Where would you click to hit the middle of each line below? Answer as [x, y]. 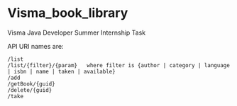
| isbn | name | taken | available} [61, 71]
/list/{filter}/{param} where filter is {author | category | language [119, 65]
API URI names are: [35, 46]
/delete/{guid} [30, 90]
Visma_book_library [68, 13]
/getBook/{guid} [31, 84]
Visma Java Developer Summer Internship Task [77, 33]
